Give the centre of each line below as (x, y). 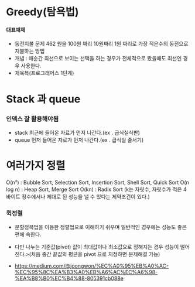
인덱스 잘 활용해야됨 (32, 119)
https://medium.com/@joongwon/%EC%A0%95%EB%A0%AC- (91, 266)
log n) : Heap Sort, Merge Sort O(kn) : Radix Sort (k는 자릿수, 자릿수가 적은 (94, 189)
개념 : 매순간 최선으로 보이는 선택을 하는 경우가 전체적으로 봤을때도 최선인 (98, 59)
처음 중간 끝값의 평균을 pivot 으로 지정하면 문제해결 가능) (95, 254)
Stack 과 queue (43, 99)
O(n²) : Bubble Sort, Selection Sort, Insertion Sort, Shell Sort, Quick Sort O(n (97, 182)
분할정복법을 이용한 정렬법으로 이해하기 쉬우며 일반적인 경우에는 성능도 (95, 227)
